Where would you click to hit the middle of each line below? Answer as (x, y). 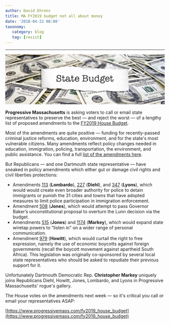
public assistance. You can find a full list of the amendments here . (74, 154)
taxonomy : (16, 27)
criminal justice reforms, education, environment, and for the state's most (82, 138)
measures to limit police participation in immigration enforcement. (81, 201)
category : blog (28, 32)
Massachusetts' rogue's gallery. (38, 286)
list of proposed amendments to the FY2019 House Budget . (67, 123)
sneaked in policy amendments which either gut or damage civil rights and (83, 169)
